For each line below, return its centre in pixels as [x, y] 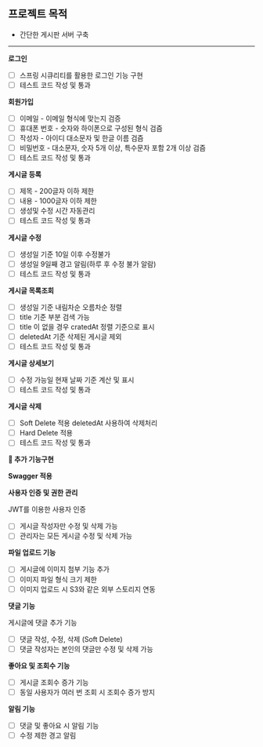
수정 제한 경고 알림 [48, 735]
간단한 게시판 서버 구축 [54, 35]
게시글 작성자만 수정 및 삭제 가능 [68, 526]
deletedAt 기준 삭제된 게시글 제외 [70, 337]
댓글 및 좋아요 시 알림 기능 [59, 725]
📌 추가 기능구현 [31, 459]
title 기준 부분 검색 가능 [54, 317]
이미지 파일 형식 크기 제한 [58, 579]
